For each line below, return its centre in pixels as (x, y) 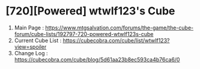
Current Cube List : (38, 40)
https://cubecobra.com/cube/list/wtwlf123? (116, 40)
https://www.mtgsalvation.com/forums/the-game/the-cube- (120, 28)
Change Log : (31, 53)
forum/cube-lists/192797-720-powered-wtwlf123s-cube (84, 34)
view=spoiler (30, 47)
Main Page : (29, 28)
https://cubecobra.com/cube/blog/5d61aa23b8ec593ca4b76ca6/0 (97, 59)
